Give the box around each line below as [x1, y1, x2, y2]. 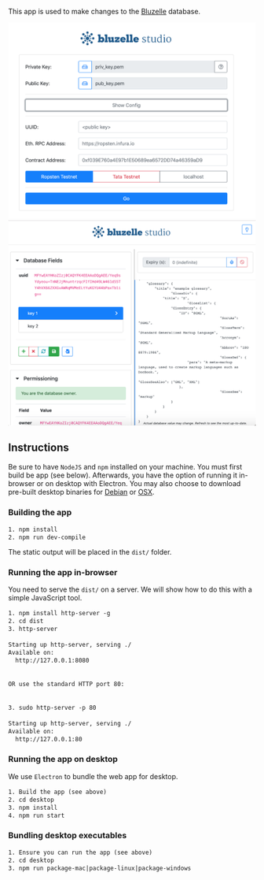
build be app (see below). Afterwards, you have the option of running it [8, 470, 238, 480]
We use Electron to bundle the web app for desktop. [8, 771, 178, 781]
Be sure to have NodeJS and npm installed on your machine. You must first [8, 462, 243, 471]
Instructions [8, 441, 69, 455]
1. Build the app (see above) [8, 788, 108, 796]
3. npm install [8, 804, 58, 811]
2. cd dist [8, 618, 44, 626]
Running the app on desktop [8, 754, 118, 765]
